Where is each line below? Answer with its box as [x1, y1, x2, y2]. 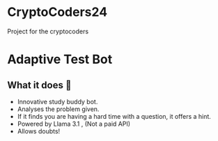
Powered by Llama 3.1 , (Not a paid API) [17, 119, 131, 128]
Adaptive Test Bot [7, 51, 113, 67]
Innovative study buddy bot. [17, 97, 98, 106]
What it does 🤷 [7, 79, 72, 91]
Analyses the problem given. [17, 105, 100, 113]
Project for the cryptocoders [7, 27, 89, 35]
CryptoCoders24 [7, 4, 108, 20]
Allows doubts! [17, 126, 61, 135]
